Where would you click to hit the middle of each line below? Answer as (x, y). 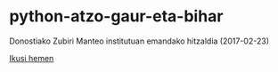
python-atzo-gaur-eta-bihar (116, 16)
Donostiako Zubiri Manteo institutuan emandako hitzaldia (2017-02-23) (139, 41)
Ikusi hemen (32, 58)
